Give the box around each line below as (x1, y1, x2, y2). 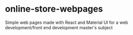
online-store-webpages (5, 3, 103, 15)
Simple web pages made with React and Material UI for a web (5, 19, 129, 25)
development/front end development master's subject (5, 24, 113, 30)
